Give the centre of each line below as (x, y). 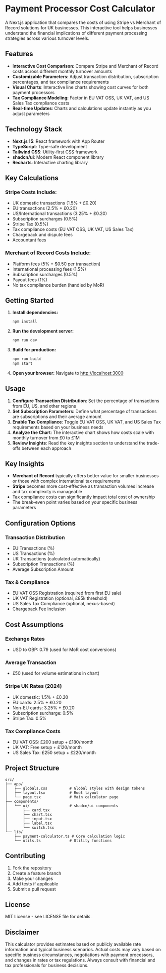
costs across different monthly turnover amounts (62, 71)
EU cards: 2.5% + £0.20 (37, 702)
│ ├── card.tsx (28, 810)
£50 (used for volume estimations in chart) (56, 673)
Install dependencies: (35, 313)
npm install (25, 322)
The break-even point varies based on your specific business (75, 502)
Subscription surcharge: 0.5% (43, 713)
